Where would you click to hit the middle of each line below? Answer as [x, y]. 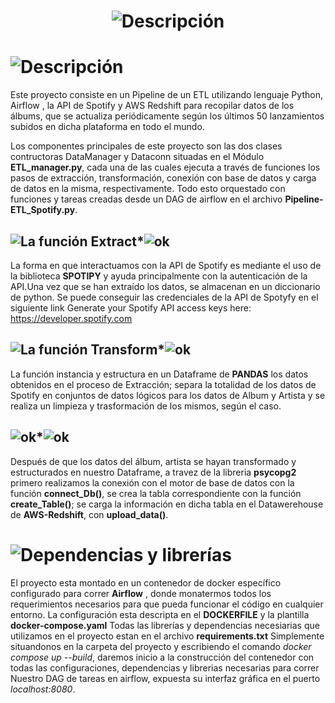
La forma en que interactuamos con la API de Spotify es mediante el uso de [166, 265]
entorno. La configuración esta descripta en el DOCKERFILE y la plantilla [160, 614]
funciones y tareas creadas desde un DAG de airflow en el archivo [146, 199]
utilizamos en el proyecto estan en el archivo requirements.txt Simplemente [167, 636]
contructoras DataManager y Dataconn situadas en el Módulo [137, 157]
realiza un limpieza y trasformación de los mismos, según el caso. [146, 406]
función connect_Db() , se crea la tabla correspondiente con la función [156, 493]
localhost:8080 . [43, 689]
